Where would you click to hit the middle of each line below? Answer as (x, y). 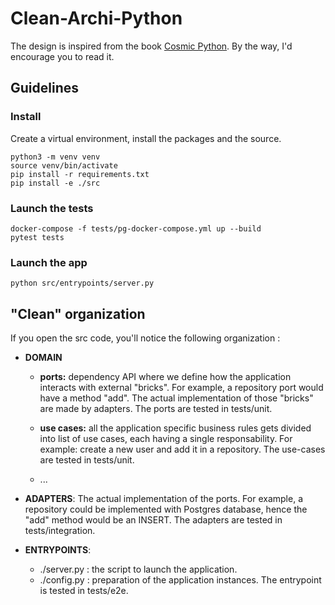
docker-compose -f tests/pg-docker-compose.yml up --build (136, 228)
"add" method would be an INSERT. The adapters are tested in (153, 520)
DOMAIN (43, 358)
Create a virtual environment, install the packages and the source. (146, 138)
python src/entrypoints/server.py (82, 283)
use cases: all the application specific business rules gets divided (175, 428)
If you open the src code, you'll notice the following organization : (145, 338)
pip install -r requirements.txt (80, 174)
